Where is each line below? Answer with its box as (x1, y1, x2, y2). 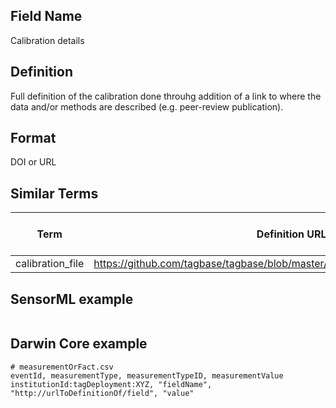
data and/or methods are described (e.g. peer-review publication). (10, 100, 284, 113)
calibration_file (15, 257, 85, 271)
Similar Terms (10, 185, 99, 202)
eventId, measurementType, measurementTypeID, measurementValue (10, 370, 284, 381)
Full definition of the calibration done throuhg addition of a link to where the (10, 90, 322, 102)
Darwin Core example (10, 335, 148, 353)
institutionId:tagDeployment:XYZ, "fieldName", (10, 379, 213, 389)
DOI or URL (10, 156, 57, 168)
